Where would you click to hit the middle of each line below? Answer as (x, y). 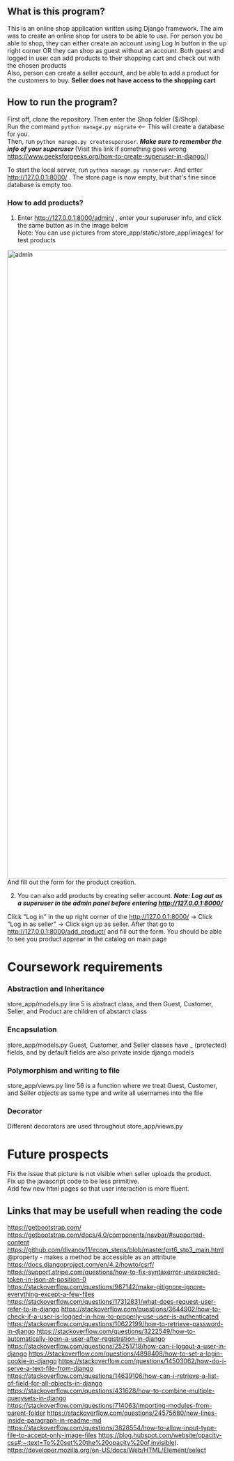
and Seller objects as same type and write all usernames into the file (105, 1093)
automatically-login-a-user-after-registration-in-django (86, 1339)
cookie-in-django (32, 1361)
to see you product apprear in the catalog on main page (87, 939)
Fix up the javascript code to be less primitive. (73, 1181)
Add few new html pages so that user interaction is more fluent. (98, 1189)
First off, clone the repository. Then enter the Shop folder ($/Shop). (103, 119)
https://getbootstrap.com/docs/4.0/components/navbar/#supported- (106, 1235)
